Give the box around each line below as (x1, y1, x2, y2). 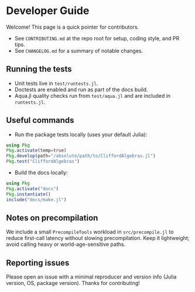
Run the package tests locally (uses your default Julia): (14, 130, 148, 138)
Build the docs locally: (14, 169, 69, 176)
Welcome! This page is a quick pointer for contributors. (6, 23, 139, 30)
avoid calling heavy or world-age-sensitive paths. (6, 241, 126, 248)
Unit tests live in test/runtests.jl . (14, 80, 98, 87)
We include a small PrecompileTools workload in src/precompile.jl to (6, 228, 174, 235)
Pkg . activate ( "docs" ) (6, 185, 59, 191)
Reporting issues (6, 257, 70, 267)
